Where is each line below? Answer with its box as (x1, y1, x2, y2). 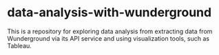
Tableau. (7, 41, 32, 50)
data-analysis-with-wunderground (7, 5, 212, 20)
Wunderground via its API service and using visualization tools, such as (7, 34, 210, 42)
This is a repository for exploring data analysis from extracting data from (7, 27, 213, 35)
